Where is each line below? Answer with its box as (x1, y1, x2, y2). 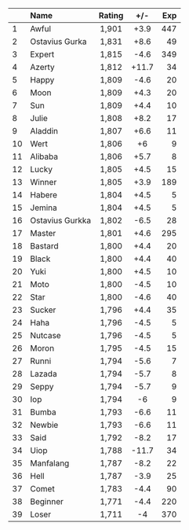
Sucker (30, 304, 56, 315)
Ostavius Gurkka (30, 215, 92, 226)
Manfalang (30, 458, 70, 469)
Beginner (30, 496, 64, 506)
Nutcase (30, 330, 61, 340)
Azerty (30, 62, 55, 72)
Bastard (30, 241, 59, 251)
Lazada (30, 369, 57, 379)
